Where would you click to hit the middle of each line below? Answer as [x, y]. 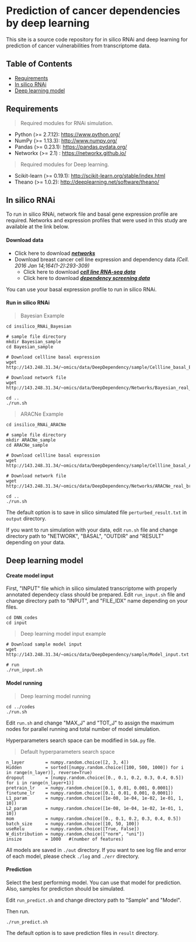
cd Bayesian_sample [30, 347]
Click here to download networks [55, 253]
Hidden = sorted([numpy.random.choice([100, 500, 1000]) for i [95, 767]
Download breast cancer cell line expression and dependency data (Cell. [102, 259]
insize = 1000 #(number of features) [65, 839]
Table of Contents [39, 64]
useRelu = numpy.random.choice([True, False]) [73, 829]
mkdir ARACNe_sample [31, 440]
